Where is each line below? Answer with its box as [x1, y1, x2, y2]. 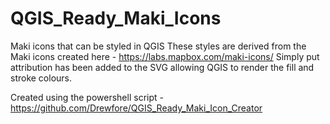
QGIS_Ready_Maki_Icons [10, 7, 222, 30]
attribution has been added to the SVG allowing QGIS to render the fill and [10, 61, 315, 73]
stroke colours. [10, 72, 73, 84]
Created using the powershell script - [10, 91, 164, 103]
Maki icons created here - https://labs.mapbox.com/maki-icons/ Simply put [10, 50, 320, 62]
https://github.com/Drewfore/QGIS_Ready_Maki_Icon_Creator [10, 102, 263, 114]
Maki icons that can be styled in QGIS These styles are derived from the [10, 40, 307, 52]
